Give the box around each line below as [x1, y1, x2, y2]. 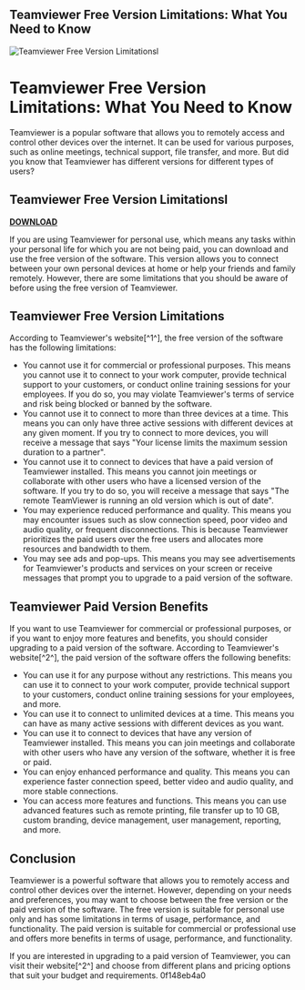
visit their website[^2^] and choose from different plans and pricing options [9, 960, 291, 971]
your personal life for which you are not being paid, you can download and [9, 243, 289, 254]
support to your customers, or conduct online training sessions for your [22, 379, 291, 390]
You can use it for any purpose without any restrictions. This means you [22, 670, 293, 681]
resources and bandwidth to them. [22, 543, 153, 554]
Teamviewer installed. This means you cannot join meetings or [22, 466, 258, 477]
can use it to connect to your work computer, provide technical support [22, 680, 290, 691]
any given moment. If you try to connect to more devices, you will [22, 428, 269, 439]
